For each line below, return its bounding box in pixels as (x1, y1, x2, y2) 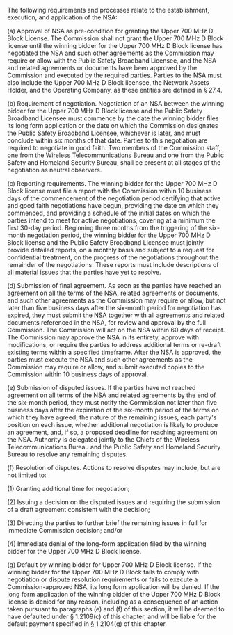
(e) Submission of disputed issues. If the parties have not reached (7, 384, 196, 392)
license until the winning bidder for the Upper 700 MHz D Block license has (7, 42, 223, 49)
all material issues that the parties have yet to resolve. (7, 268, 161, 276)
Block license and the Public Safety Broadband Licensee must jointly (7, 239, 204, 246)
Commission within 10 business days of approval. (7, 370, 149, 378)
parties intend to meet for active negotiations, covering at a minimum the (7, 216, 216, 225)
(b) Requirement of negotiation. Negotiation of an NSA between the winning (7, 99, 225, 107)
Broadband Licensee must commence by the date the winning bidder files (7, 114, 219, 122)
